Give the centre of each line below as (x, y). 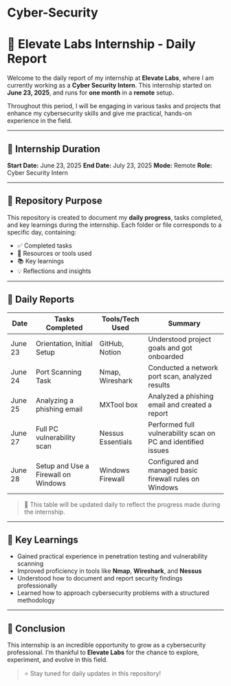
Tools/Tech (121, 319)
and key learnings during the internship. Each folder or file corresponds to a (114, 225)
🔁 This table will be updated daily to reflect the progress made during (122, 504)
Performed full (171, 424)
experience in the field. (40, 121)
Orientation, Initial (64, 343)
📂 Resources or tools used (54, 253)
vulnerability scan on (181, 433)
